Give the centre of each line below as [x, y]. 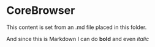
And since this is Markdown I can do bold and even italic [78, 39]
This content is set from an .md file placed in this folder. [77, 27]
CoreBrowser [41, 11]
